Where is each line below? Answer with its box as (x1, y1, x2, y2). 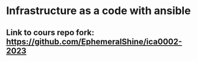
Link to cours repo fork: (6, 28, 95, 38)
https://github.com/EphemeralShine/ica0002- (6, 36, 182, 46)
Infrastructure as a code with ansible (6, 4, 191, 18)
